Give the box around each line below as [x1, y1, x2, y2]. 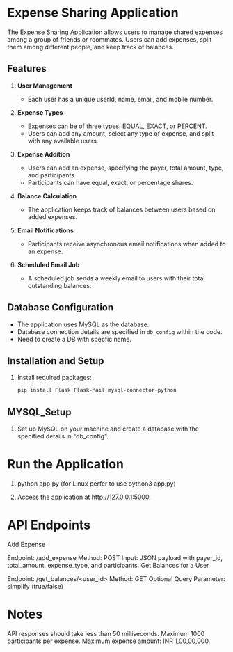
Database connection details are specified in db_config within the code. [17, 327, 223, 335]
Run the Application [7, 456, 124, 472]
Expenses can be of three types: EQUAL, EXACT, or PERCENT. [27, 122, 207, 130]
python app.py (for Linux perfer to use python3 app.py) [17, 479, 176, 488]
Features [7, 63, 47, 74]
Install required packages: [17, 374, 92, 382]
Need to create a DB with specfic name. [17, 335, 132, 343]
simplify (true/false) [7, 582, 64, 590]
